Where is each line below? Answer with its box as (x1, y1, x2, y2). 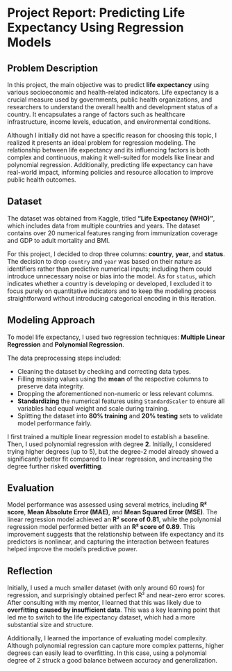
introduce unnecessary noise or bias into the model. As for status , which (7, 271, 216, 280)
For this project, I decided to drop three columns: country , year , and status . (7, 249, 226, 258)
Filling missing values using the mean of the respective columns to (17, 374, 208, 383)
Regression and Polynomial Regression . (7, 340, 125, 349)
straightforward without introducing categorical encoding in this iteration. (7, 294, 217, 302)
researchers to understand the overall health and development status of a (7, 103, 218, 111)
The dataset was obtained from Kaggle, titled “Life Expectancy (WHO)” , (7, 214, 215, 222)
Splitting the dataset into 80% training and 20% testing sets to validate (17, 411, 224, 420)
